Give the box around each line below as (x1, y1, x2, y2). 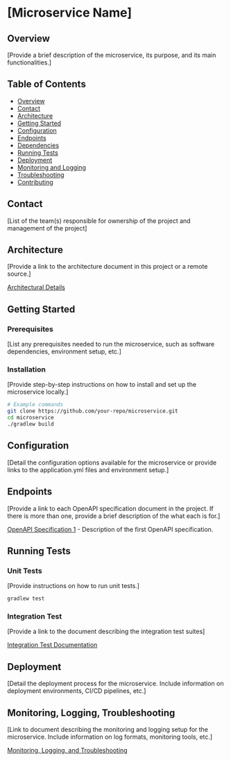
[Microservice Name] (7, 5, 132, 21)
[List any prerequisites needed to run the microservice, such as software (7, 340, 215, 349)
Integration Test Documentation (7, 641, 98, 649)
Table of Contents (7, 78, 87, 90)
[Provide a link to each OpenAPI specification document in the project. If (7, 504, 214, 512)
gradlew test (7, 595, 45, 602)
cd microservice (7, 415, 54, 421)
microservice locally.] (7, 387, 69, 396)
